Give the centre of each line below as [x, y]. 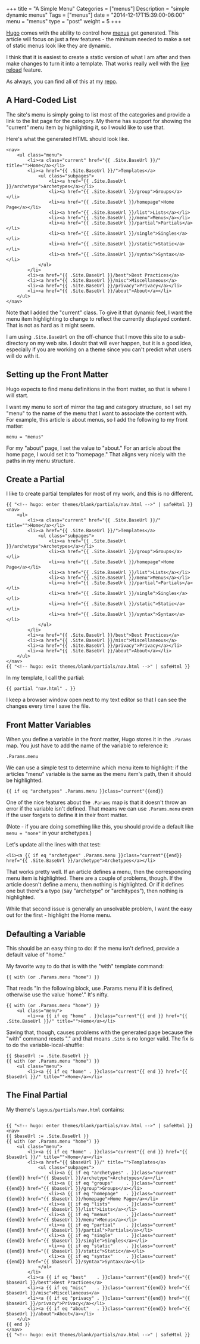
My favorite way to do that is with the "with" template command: [85, 966]
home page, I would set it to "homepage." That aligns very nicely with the [96, 454]
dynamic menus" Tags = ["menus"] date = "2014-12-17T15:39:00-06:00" [96, 15]
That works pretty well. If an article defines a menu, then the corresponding [99, 872]
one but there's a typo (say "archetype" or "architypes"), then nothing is [95, 891]
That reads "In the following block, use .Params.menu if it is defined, [90, 989]
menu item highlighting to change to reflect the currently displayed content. [99, 318]
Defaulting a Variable [46, 934]
